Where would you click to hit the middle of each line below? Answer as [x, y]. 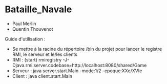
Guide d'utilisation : [25, 39]
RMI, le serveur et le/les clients [45, 54]
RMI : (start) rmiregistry [37, 59]
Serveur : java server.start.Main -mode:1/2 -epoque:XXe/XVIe [77, 71]
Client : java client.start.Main [42, 76]
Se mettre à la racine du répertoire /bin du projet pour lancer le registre [87, 49]
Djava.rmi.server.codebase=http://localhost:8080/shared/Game [79, 65]
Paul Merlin [24, 24]
